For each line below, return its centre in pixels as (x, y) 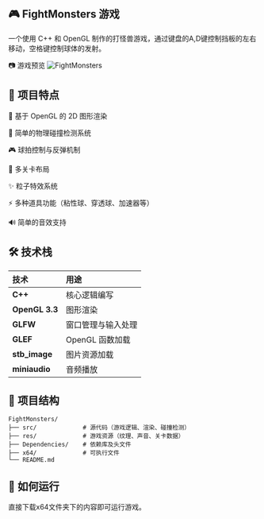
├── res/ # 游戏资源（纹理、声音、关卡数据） (96, 436)
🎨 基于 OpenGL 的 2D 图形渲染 (58, 116)
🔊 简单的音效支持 (38, 222)
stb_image (33, 354)
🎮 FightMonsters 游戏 (64, 14)
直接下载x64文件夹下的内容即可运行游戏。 (77, 507)
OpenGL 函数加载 (98, 340)
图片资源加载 (90, 354)
